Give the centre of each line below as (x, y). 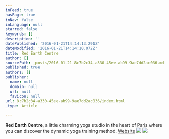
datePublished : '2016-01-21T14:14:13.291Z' (53, 44)
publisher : (17, 77)
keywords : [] (19, 34)
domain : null (24, 86)
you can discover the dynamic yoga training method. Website (70, 131)
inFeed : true (19, 10)
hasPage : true (21, 15)
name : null (22, 82)
